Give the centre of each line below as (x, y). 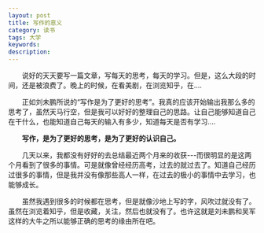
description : (29, 52)
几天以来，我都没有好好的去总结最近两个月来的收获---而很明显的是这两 (137, 155)
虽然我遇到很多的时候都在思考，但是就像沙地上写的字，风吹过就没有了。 (139, 201)
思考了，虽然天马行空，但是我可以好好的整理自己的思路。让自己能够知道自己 (132, 112)
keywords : (24, 45)
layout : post (29, 15)
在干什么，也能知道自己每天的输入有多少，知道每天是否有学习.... (112, 122)
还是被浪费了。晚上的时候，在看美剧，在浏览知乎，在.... (112, 85)
